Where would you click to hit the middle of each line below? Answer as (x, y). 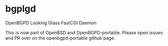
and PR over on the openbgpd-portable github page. (60, 38)
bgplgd (21, 9)
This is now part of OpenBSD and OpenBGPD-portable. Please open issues (84, 32)
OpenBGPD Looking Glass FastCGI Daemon (51, 23)
